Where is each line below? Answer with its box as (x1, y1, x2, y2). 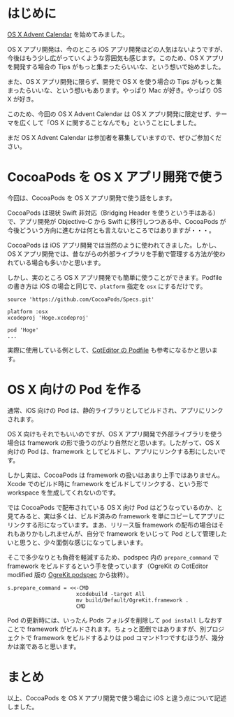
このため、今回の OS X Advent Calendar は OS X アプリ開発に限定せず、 (7, 109, 215, 118)
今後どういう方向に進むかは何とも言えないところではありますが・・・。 (7, 226, 215, 234)
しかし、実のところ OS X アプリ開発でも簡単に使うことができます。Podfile (7, 273, 222, 281)
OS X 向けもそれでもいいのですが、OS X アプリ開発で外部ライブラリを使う (7, 430, 223, 438)
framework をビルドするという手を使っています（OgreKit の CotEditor (7, 562, 209, 570)
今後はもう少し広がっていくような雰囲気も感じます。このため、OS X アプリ (7, 53, 225, 62)
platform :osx (7, 308, 49, 315)
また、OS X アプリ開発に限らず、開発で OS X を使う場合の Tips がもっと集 (7, 77, 222, 85)
